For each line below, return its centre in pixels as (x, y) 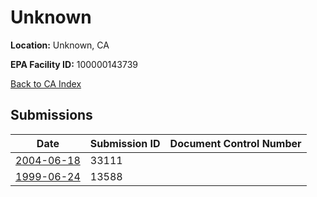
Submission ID (125, 143)
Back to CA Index (46, 83)
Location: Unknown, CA (60, 45)
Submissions (51, 115)
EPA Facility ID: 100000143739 (74, 64)
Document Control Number (235, 143)
